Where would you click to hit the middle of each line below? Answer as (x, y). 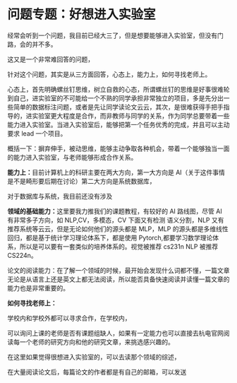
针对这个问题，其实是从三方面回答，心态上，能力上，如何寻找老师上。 (109, 74)
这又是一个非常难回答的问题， (50, 59)
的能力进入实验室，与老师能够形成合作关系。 (72, 157)
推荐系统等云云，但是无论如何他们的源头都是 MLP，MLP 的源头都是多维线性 (118, 229)
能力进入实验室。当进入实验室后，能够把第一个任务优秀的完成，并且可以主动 (119, 124)
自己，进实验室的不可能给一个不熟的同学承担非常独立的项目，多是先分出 (118, 98)
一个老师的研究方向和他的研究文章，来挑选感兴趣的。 (97, 342)
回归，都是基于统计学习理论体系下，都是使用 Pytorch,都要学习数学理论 (110, 237)
